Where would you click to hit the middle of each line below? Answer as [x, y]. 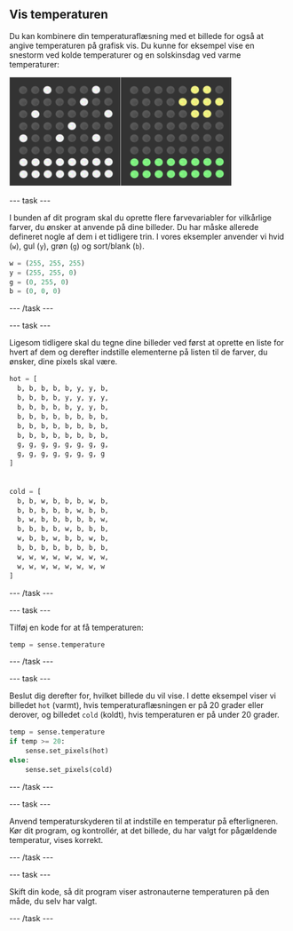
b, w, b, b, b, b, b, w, [63, 520]
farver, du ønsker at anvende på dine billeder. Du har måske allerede [134, 227]
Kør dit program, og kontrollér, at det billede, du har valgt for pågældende [143, 831]
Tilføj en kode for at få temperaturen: [76, 627]
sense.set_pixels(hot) [67, 751]
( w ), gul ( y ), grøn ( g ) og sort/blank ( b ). [77, 246]
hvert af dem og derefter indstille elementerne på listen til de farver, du [139, 352]
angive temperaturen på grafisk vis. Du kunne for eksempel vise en [132, 45]
